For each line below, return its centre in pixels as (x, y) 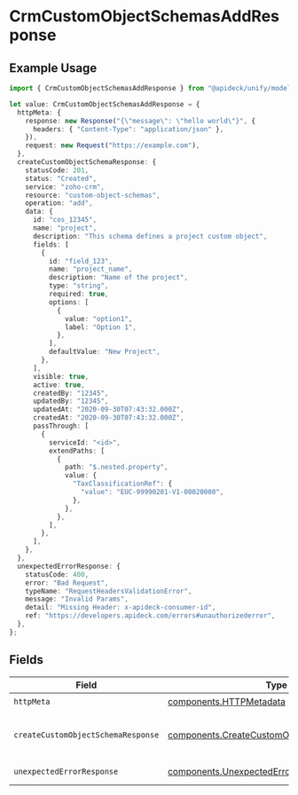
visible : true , (61, 376)
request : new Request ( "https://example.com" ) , (113, 146)
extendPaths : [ (76, 451)
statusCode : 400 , (57, 574)
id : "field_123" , (81, 261)
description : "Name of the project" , (118, 278)
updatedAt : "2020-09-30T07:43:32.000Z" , (108, 410)
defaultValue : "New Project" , (105, 352)
